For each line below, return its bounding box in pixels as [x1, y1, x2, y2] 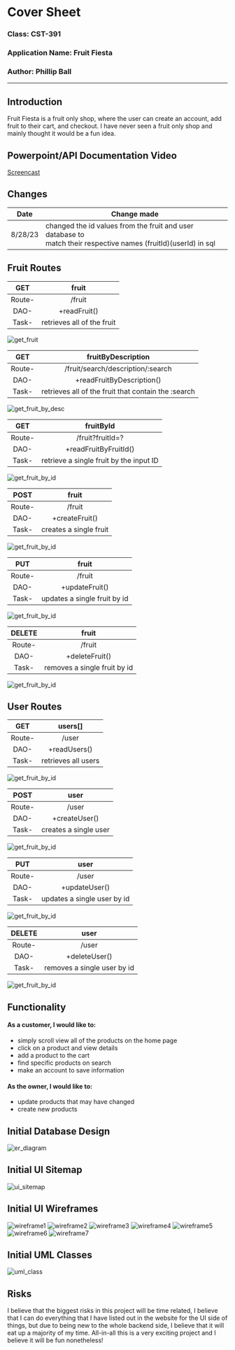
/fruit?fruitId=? [76, 433, 124, 443]
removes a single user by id [44, 963, 134, 972]
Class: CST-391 [7, 29, 62, 39]
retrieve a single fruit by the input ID [41, 455, 159, 465]
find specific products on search [17, 1058, 112, 1067]
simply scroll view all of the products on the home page [17, 1036, 178, 1044]
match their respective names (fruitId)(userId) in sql [45, 238, 215, 248]
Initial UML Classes [7, 1249, 92, 1261]
